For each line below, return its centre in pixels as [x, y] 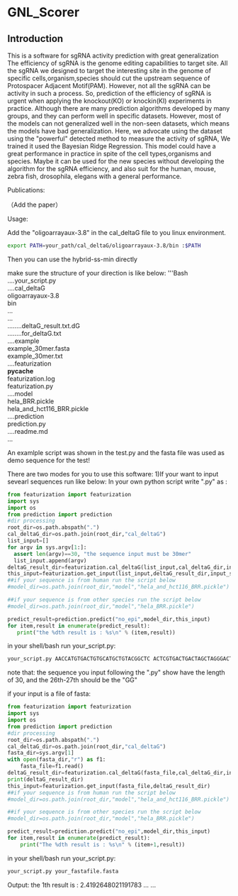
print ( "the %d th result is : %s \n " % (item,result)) [96, 633]
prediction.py [27, 424]
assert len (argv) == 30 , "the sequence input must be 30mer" [103, 554]
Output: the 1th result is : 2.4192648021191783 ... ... [82, 885]
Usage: [18, 219]
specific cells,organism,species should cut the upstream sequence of [109, 78]
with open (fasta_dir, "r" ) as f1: [57, 760]
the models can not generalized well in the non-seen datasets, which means [119, 124]
